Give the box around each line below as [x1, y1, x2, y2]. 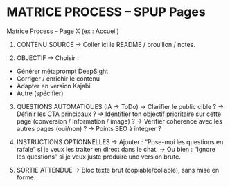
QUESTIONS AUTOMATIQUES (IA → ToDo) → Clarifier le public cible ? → [16, 102, 224, 110]
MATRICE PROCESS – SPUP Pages [6, 4, 206, 20]
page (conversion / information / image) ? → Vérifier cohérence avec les [16, 117, 222, 125]
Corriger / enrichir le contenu [16, 74, 100, 83]
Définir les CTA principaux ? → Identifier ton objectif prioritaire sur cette [16, 110, 222, 118]
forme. [16, 173, 36, 181]
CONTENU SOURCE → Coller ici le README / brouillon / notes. [16, 40, 195, 48]
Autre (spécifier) [16, 89, 64, 97]
